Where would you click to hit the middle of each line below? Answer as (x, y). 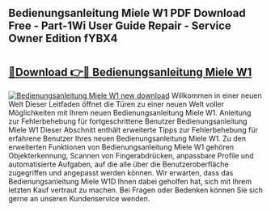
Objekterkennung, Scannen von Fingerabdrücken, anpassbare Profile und (131, 156)
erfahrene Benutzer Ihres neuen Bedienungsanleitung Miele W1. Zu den (127, 138)
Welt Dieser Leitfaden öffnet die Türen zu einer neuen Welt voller (116, 104)
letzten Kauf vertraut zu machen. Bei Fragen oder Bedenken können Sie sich (136, 190)
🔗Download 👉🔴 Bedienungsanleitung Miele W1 (130, 72)
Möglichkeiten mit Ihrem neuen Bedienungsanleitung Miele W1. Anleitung (130, 113)
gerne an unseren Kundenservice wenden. (79, 198)
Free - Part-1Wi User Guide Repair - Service (120, 26)
